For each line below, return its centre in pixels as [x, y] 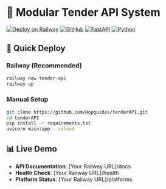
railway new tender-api [36, 78]
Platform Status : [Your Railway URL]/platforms [74, 179]
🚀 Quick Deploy [36, 48]
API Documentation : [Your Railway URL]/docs [73, 166]
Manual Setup [27, 100]
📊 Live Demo [32, 149]
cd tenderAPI [23, 118]
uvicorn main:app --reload [40, 129]
